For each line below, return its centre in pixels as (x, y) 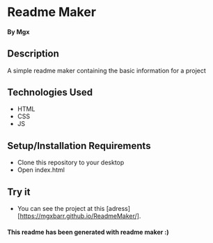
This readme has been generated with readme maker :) (88, 232)
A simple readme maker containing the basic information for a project (107, 70)
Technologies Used (50, 92)
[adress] (118, 209)
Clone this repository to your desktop (71, 163)
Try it (19, 192)
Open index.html (41, 170)
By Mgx (18, 31)
